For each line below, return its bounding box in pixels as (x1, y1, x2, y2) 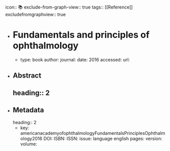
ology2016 (20, 135, 42, 141)
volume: (20, 141, 37, 147)
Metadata (12, 106, 44, 115)
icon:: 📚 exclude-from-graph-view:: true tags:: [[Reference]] (5, 4, 133, 10)
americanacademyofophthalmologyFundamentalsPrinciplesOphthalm (20, 130, 165, 136)
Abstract (12, 71, 42, 80)
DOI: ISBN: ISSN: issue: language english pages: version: (43, 135, 163, 141)
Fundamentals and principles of (12, 29, 150, 41)
